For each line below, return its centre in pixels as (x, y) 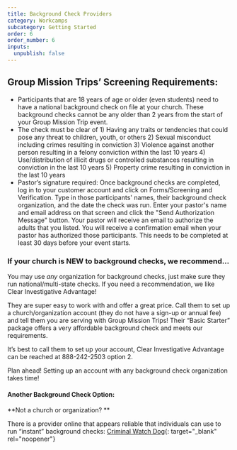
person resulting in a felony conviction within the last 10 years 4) (111, 152)
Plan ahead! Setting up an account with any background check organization (118, 371)
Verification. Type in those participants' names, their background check (122, 197)
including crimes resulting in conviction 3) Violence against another (116, 144)
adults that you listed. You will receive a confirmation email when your (119, 227)
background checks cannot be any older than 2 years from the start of (120, 114)
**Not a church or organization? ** (59, 410)
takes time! (23, 378)
